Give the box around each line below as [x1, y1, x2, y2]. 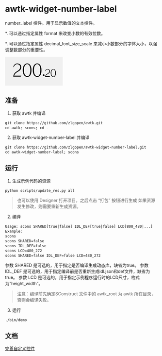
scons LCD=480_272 [5, 248, 42, 253]
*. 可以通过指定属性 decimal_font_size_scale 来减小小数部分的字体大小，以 [5, 40, 153, 47]
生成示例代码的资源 [12, 178, 51, 184]
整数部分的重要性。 [9, 47, 48, 52]
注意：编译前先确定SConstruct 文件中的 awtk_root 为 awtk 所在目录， [16, 290, 156, 297]
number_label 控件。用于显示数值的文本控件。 [5, 20, 97, 26]
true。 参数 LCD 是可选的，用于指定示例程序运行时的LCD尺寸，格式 [5, 274, 140, 280]
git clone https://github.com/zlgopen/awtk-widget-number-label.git [5, 145, 146, 150]
